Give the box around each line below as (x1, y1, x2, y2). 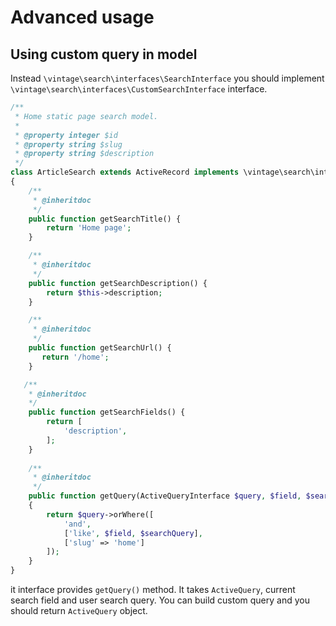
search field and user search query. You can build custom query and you (10, 594, 310, 606)
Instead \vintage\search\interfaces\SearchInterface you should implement (10, 72, 325, 84)
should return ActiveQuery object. (10, 605, 148, 616)
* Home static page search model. (14, 111, 159, 121)
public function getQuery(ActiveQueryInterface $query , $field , (28, 491, 302, 501)
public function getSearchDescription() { (28, 278, 208, 288)
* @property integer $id (14, 130, 118, 140)
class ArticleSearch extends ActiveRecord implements (10, 167, 240, 178)
